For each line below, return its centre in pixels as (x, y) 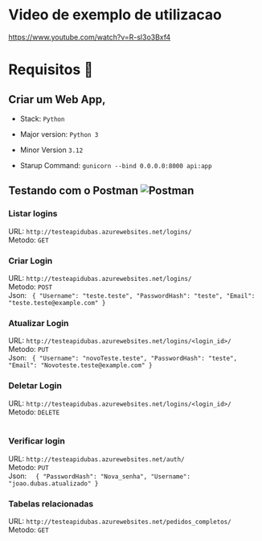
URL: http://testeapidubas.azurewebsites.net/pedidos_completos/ (120, 522)
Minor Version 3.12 (51, 150)
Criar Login (31, 261)
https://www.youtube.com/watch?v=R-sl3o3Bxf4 (90, 37)
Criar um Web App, (57, 99)
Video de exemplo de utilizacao (115, 15)
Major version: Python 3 (59, 134)
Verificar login (37, 441)
